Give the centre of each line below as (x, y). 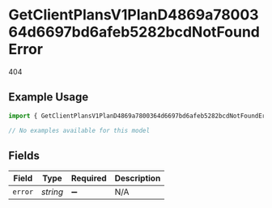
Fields (24, 155)
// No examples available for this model (79, 130)
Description (138, 178)
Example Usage (49, 98)
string (52, 192)
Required (89, 178)
